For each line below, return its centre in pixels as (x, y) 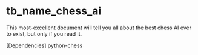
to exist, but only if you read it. (44, 33)
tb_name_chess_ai (54, 11)
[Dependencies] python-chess (45, 45)
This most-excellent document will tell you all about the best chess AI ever (99, 27)
